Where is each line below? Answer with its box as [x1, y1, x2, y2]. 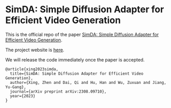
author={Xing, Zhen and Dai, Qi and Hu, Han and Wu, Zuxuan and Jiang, [10, 80, 167, 85]
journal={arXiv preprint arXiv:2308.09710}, [10, 89, 107, 94]
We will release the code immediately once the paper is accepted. [5, 56, 145, 62]
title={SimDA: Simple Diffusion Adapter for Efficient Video [10, 71, 144, 76]
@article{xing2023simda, [5, 67, 59, 72]
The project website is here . [5, 47, 65, 53]
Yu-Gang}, [5, 84, 27, 90]
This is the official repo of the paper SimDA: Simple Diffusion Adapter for [5, 31, 159, 37]
